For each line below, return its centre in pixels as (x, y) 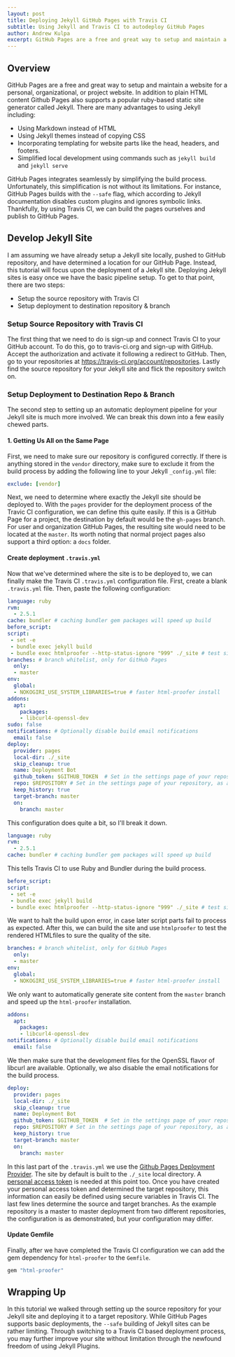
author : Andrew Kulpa (39, 33)
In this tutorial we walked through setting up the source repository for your (114, 1309)
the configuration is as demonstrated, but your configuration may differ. (110, 1218)
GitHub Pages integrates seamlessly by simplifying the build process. (107, 178)
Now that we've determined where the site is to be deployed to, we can (110, 573)
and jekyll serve (43, 165)
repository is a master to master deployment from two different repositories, (116, 1211)
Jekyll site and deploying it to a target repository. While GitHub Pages (107, 1316)
